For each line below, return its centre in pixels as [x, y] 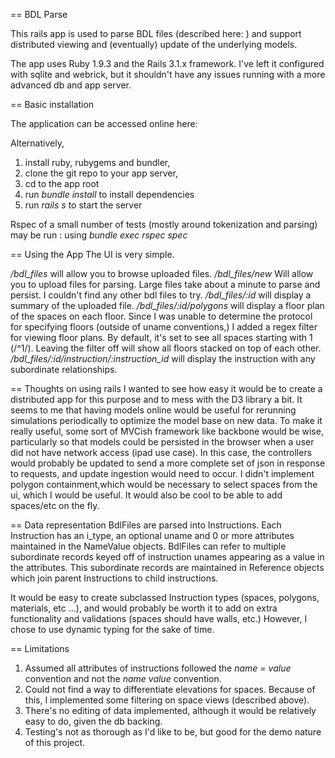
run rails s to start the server [83, 205]
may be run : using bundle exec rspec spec [99, 235]
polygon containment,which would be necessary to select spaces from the [164, 484]
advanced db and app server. [71, 85]
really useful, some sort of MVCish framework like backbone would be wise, [167, 431]
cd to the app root [62, 183]
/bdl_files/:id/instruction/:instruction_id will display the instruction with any [163, 358]
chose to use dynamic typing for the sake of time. [112, 629]
